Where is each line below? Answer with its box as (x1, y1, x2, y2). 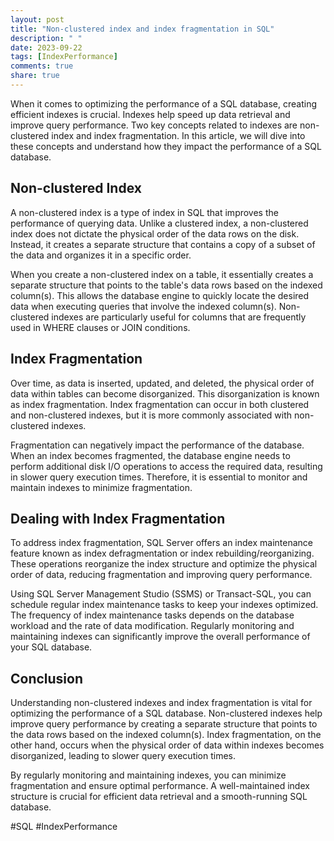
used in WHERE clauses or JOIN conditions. (10, 321, 191, 333)
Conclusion (10, 670, 84, 687)
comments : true (10, 61, 74, 71)
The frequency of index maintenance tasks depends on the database (10, 609, 295, 621)
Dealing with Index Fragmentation (10, 510, 226, 527)
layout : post (10, 14, 65, 25)
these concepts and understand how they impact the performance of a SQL (10, 140, 322, 152)
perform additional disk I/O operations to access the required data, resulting (10, 460, 323, 472)
